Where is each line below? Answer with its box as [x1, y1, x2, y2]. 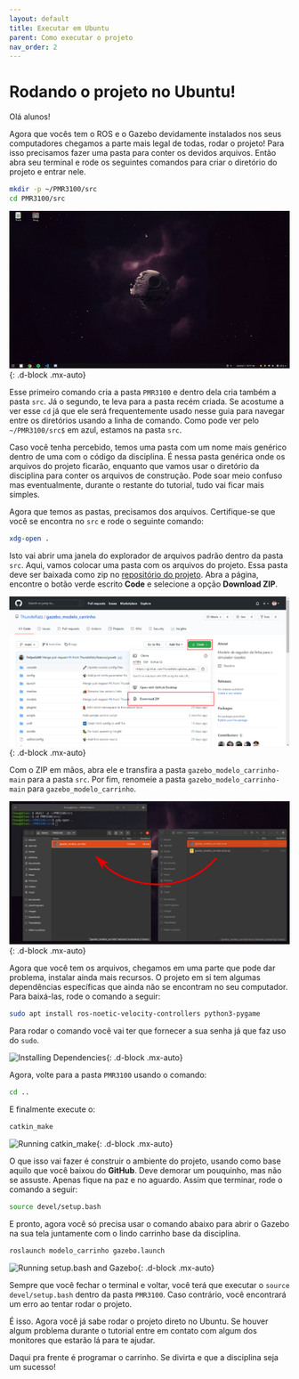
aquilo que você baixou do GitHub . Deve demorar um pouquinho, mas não [9, 1164, 282, 1175]
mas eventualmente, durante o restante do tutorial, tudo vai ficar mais [9, 480, 264, 491]
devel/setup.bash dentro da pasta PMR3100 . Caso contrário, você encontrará [9, 1289, 287, 1300]
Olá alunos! [9, 111, 51, 122]
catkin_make [9, 1122, 53, 1131]
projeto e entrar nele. [9, 166, 86, 177]
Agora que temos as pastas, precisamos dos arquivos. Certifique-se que [9, 507, 276, 517]
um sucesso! [9, 1361, 56, 1372]
